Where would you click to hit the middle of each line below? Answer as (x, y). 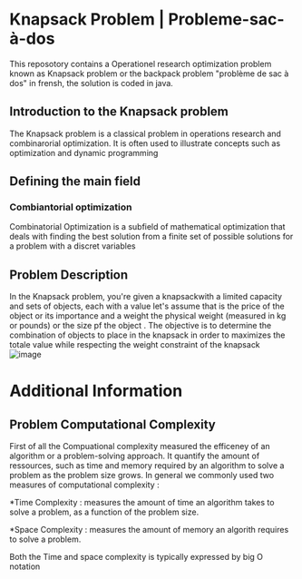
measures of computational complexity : (85, 485)
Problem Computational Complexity (112, 424)
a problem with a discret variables (73, 246)
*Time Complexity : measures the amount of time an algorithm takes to (142, 503)
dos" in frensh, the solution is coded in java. (92, 83)
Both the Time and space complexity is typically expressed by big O (136, 557)
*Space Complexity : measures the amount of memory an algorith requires (149, 530)
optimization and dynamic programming (84, 152)
